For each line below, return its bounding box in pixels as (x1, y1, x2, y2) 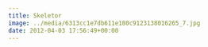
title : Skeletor (8, 11, 62, 20)
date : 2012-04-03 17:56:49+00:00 (8, 26, 119, 34)
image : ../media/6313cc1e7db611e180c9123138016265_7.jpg (8, 19, 201, 27)
